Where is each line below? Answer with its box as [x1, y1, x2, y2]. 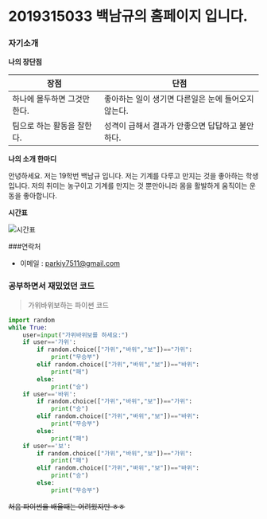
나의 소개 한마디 [8, 154, 57, 164]
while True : [8, 323, 48, 331]
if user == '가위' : [22, 338, 77, 346]
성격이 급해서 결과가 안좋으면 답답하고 [104, 120, 238, 131]
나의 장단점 [8, 57, 42, 67]
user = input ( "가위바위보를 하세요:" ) [22, 331, 129, 339]
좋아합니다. [22, 191, 58, 201]
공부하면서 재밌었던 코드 [8, 280, 95, 291]
